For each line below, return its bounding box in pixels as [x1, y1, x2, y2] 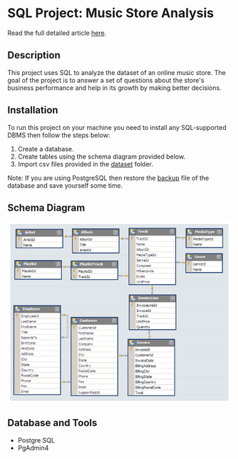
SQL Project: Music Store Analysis [7, 5, 214, 21]
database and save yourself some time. [7, 181, 123, 190]
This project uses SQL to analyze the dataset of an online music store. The [7, 68, 227, 76]
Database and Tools [7, 417, 98, 429]
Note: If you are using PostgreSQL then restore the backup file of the [7, 173, 209, 182]
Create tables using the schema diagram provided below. [17, 152, 186, 161]
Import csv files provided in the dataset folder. [17, 159, 153, 168]
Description [7, 49, 61, 61]
